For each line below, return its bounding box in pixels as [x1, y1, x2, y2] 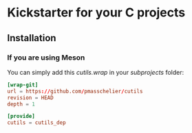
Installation [7, 32, 56, 44]
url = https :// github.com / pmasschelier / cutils [7, 88, 143, 95]
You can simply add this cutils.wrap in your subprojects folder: [7, 68, 184, 76]
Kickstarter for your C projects [7, 5, 186, 21]
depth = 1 [7, 101, 36, 108]
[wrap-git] [7, 81, 39, 88]
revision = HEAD [7, 94, 54, 101]
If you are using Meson [7, 53, 85, 62]
